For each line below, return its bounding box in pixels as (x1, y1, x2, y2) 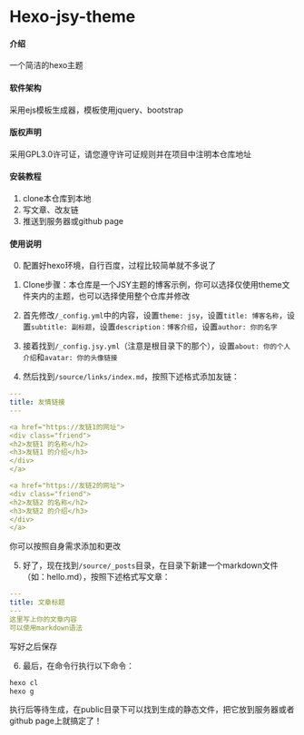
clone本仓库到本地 (22, 193, 93, 203)
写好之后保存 (9, 641, 57, 652)
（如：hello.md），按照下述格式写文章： (22, 572, 171, 583)
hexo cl (9, 678, 39, 687)
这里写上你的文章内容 (9, 614, 77, 623)
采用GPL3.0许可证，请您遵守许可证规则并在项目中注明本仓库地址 (9, 148, 252, 160)
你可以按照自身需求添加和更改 (9, 541, 121, 552)
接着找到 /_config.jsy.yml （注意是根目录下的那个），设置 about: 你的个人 (22, 340, 291, 351)
